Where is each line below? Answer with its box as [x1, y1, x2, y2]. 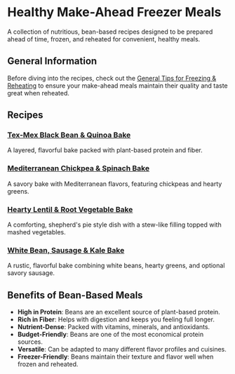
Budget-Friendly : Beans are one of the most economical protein [17, 330, 204, 339]
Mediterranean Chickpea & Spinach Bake [7, 163, 149, 173]
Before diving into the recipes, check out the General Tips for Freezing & [7, 74, 217, 82]
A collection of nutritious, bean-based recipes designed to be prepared [7, 27, 213, 36]
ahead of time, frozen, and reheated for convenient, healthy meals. [7, 34, 201, 43]
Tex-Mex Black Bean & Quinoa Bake [7, 131, 131, 140]
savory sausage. [7, 269, 55, 277]
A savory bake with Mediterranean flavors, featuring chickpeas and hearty [7, 180, 222, 188]
